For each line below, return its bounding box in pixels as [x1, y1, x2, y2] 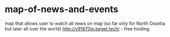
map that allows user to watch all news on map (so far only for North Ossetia [5, 20, 165, 26]
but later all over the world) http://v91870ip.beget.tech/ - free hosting [5, 25, 150, 31]
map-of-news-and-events [5, 4, 119, 15]
